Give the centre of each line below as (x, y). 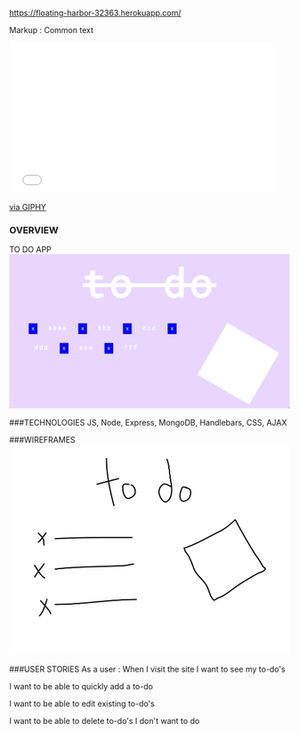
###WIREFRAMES (42, 439)
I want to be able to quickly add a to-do (81, 686)
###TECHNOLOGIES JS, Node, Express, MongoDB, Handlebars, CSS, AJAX (148, 422)
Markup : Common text (51, 30)
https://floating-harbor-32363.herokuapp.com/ (95, 13)
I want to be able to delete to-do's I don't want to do (105, 721)
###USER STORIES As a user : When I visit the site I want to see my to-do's (148, 669)
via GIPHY (28, 207)
